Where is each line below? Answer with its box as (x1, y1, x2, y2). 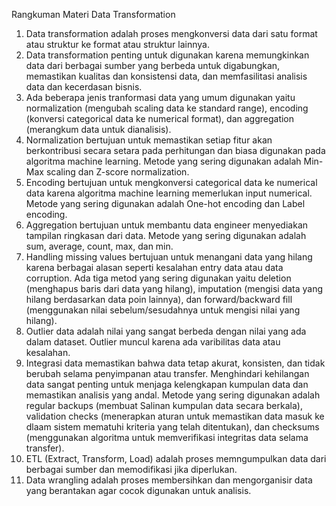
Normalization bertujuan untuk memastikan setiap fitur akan (25, 134, 273, 146)
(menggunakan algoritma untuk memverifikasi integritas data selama (25, 432, 309, 443)
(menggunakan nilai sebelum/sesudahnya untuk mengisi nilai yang (25, 304, 301, 316)
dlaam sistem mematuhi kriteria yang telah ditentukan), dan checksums (25, 421, 320, 433)
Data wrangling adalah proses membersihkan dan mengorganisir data (25, 474, 313, 486)
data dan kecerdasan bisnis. (25, 81, 143, 93)
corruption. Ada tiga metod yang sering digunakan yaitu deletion (25, 272, 292, 284)
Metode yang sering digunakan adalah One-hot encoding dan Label (25, 198, 306, 209)
